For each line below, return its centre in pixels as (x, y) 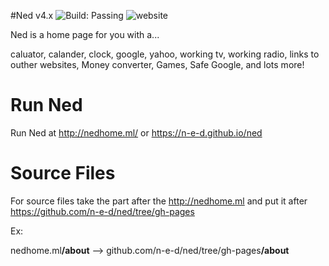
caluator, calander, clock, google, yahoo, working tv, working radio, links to (165, 54)
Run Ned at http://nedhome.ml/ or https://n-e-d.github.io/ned (136, 132)
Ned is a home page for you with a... (85, 34)
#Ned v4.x (32, 15)
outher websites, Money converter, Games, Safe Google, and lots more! (157, 64)
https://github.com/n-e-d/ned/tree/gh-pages (102, 211)
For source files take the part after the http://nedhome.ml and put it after (159, 201)
